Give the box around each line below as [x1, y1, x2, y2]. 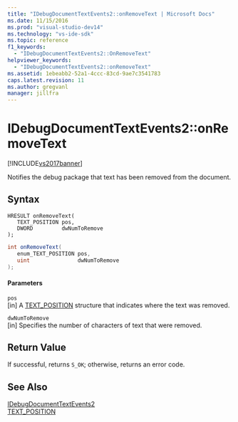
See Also [7, 381, 48, 393]
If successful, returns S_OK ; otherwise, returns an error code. [7, 360, 185, 369]
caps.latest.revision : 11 [7, 76, 84, 84]
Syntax [7, 194, 40, 206]
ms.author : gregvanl [7, 83, 69, 90]
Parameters [7, 278, 43, 287]
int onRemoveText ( [7, 243, 62, 250]
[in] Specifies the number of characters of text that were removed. [7, 321, 202, 329]
